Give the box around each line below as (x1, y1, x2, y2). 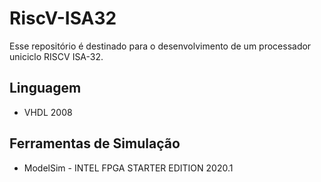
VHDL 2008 (23, 106, 73, 118)
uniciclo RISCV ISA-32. (9, 50, 104, 62)
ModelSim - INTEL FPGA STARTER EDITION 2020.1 (23, 162, 234, 174)
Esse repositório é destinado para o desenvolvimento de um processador (9, 40, 312, 52)
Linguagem (9, 80, 82, 97)
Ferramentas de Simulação (9, 135, 181, 152)
